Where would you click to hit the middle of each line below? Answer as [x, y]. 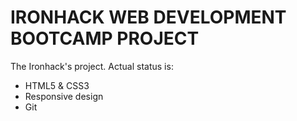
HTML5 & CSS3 [57, 85]
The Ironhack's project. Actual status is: [92, 66]
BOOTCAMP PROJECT [105, 38]
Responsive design [64, 96]
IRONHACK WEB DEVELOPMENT [148, 17]
